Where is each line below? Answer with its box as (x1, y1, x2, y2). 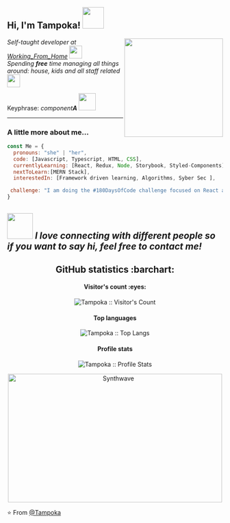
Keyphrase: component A (7, 104, 77, 112)
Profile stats (97, 344, 133, 353)
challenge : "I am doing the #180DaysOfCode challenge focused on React (10, 187, 219, 194)
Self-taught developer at (7, 38, 77, 46)
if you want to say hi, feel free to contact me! (7, 241, 202, 252)
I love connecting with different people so (34, 230, 216, 241)
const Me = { (7, 143, 44, 150)
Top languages (93, 313, 137, 322)
